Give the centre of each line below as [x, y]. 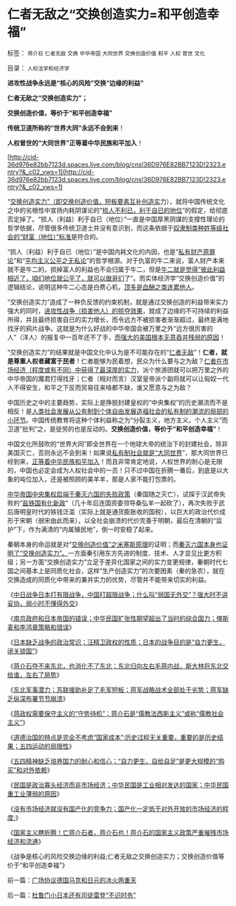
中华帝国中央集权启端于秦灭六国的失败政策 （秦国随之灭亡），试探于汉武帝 [113, 494]
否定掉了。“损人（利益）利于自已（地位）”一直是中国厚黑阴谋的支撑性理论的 [116, 219]
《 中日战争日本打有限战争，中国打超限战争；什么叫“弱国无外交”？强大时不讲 [118, 594]
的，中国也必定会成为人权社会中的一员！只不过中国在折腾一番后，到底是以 [115, 470]
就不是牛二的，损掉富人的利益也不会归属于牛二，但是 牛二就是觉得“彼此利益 [117, 269]
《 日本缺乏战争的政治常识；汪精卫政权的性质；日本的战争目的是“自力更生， [117, 642]
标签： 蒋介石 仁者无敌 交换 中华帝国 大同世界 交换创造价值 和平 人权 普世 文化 [106, 53]
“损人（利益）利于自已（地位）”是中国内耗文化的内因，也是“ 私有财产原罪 [111, 252]
